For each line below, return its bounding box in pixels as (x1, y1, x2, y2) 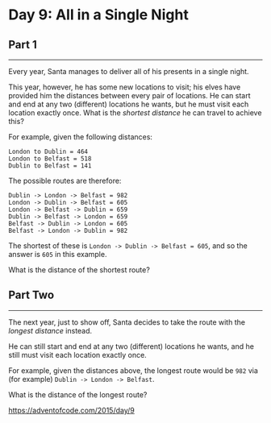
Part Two (8, 288, 55, 302)
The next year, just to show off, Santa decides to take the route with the (8, 317, 246, 327)
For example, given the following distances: (8, 132, 153, 142)
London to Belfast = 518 (8, 155, 92, 163)
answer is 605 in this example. (8, 250, 107, 259)
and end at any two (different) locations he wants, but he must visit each (8, 99, 249, 109)
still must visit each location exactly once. (8, 350, 147, 359)
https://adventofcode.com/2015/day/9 (8, 405, 135, 415)
